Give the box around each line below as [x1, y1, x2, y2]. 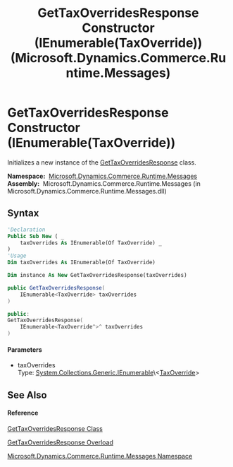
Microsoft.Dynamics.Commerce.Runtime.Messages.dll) [7, 187, 167, 195]
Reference [7, 408, 39, 418]
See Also [7, 389, 47, 401]
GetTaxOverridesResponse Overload [7, 438, 114, 447]
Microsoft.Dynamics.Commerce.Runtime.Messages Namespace [7, 451, 193, 460]
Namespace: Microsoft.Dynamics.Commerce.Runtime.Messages [7, 172, 198, 180]
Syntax [7, 207, 39, 220]
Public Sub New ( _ [7, 232, 65, 240]
